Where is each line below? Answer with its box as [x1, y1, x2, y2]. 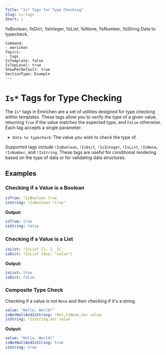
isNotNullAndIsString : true [5, 340, 64, 345]
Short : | [5, 16, 23, 21]
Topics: [5, 49, 21, 54]
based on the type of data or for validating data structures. [5, 154, 126, 160]
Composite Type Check [5, 286, 63, 293]
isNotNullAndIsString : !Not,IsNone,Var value [5, 312, 101, 317]
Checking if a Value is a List [5, 235, 73, 242]
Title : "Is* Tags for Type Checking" [5, 7, 84, 12]
